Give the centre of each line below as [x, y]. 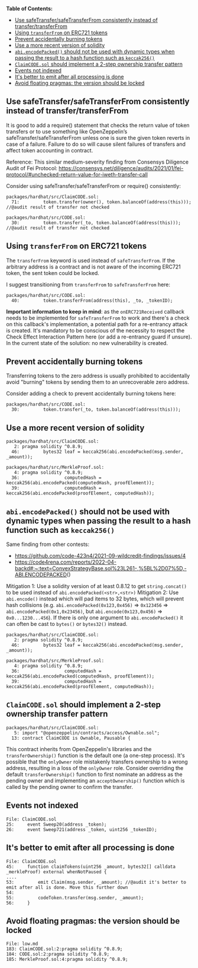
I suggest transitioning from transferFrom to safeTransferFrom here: [88, 285]
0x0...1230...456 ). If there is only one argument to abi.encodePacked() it [95, 618]
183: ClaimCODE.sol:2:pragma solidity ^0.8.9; [64, 949]
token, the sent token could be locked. [53, 273]
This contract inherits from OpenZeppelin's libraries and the [79, 749]
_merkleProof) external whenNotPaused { [57, 872]
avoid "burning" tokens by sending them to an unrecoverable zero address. [98, 382]
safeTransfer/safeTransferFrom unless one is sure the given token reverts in [98, 138]
